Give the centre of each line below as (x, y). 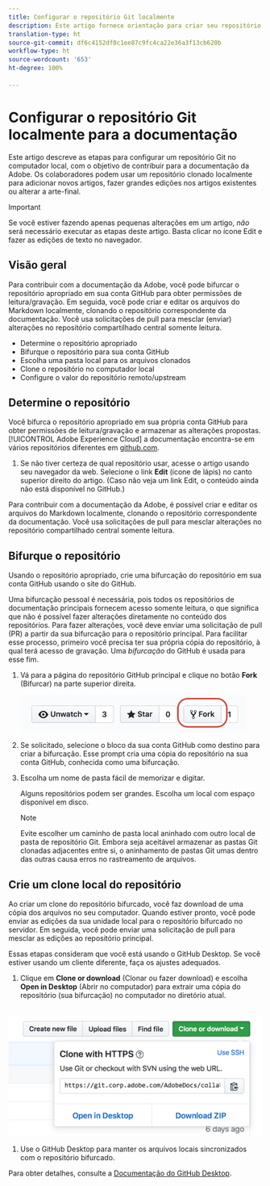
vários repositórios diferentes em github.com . (84, 448)
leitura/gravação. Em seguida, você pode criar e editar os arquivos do (124, 302)
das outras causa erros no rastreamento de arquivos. (108, 859)
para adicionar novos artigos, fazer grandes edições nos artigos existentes (133, 182)
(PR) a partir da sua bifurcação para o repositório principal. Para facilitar (128, 634)
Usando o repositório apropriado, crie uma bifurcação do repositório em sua (135, 575)
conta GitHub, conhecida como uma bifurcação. (100, 762)
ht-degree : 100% (35, 69)
